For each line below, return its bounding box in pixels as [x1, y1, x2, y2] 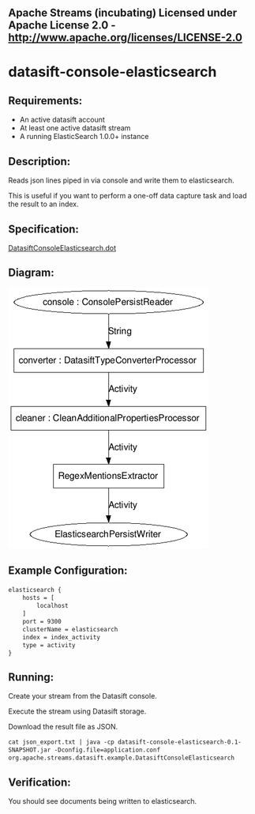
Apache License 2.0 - [8, 19, 116, 32]
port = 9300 [22, 617, 62, 625]
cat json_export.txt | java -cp [8, 738, 114, 746]
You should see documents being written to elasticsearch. [8, 797, 197, 806]
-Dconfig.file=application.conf [54, 746, 160, 754]
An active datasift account [19, 115, 105, 125]
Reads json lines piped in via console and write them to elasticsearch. [8, 175, 234, 185]
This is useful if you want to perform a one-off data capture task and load [8, 191, 247, 201]
